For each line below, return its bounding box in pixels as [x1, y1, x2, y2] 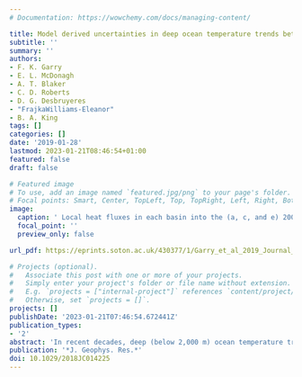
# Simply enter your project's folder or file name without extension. [9, 279, 292, 288]
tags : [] [9, 121, 42, 130]
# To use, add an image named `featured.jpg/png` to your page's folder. [9, 188, 292, 197]
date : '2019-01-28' [9, 139, 83, 148]
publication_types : [9, 320, 83, 329]
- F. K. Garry [9, 63, 63, 72]
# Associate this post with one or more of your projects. [9, 271, 244, 280]
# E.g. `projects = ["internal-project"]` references [9, 287, 223, 297]
